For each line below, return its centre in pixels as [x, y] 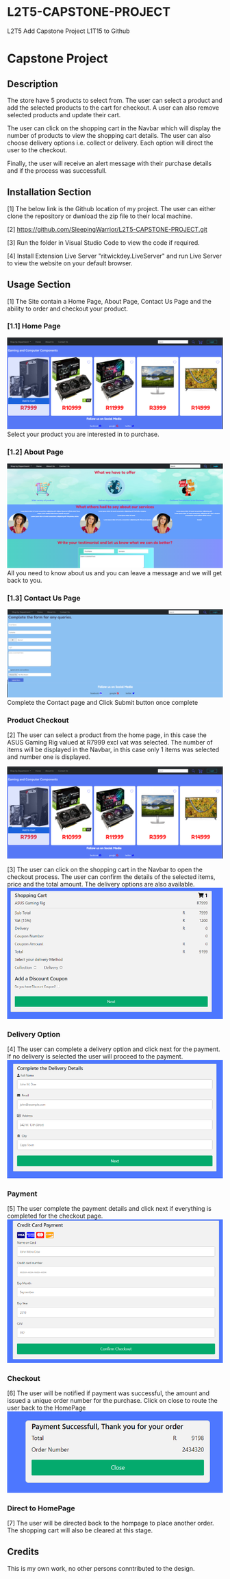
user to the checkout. [37, 150]
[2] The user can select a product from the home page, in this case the [107, 735]
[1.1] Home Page [34, 326]
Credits [23, 1552]
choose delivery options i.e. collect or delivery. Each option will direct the [110, 143]
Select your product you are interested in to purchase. [83, 434]
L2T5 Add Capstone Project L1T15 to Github [68, 31]
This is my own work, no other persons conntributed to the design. [101, 1568]
